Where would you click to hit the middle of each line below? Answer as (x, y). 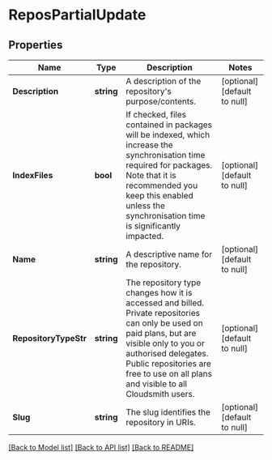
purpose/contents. (161, 101)
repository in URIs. (161, 422)
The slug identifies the (168, 412)
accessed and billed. (165, 303)
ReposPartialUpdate (77, 15)
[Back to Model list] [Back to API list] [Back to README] (101, 447)
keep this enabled (160, 196)
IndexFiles (33, 175)
